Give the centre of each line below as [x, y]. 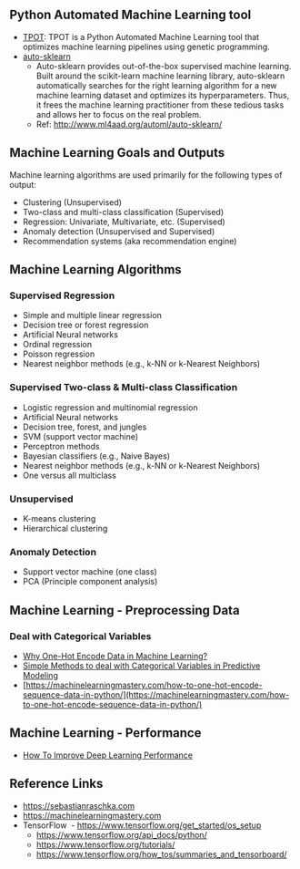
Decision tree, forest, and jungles [85, 427]
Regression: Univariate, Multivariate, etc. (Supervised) [124, 222]
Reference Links [56, 784]
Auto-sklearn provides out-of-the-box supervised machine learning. [164, 66]
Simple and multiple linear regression [92, 316]
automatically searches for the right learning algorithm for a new [156, 85]
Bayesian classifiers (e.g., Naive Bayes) [96, 456]
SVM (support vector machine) [80, 436]
